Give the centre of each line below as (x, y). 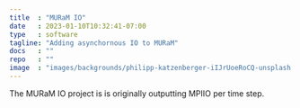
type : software (44, 34)
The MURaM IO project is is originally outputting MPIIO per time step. (137, 93)
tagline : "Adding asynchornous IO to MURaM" (94, 43)
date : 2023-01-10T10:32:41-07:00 (78, 26)
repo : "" (31, 59)
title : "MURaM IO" (48, 18)
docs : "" (31, 51)
